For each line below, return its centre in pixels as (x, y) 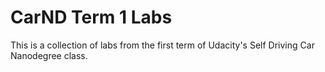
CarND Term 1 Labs (91, 17)
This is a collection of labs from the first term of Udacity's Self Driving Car (162, 45)
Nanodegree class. (49, 55)
